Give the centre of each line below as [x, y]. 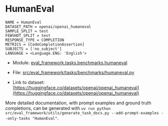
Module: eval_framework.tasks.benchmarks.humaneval [70, 62]
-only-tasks [18, 118]
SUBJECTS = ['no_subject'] [34, 49]
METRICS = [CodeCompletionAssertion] [45, 44]
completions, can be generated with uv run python [58, 108]
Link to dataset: [29, 82]
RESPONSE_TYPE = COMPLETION [35, 40]
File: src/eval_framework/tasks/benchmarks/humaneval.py [73, 72]
